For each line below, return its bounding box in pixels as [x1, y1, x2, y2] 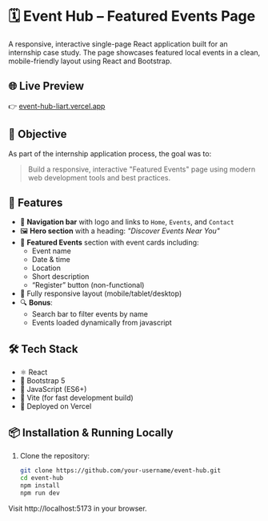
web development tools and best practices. [27, 172, 170, 182]
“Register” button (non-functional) [31, 281, 145, 290]
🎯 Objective [8, 127, 67, 141]
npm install [19, 481, 60, 490]
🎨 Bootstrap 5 [19, 376, 66, 386]
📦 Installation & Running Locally [8, 426, 174, 439]
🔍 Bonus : [19, 298, 54, 308]
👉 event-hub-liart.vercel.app [8, 101, 106, 111]
